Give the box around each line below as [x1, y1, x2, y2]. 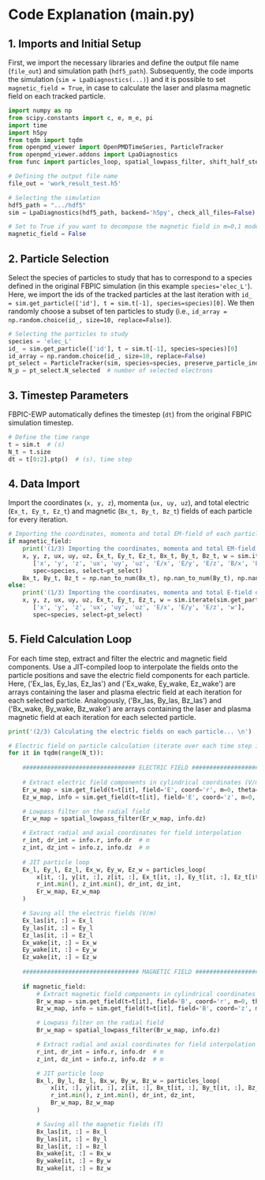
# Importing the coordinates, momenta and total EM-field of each [8, 530, 231, 538]
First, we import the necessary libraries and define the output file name [8, 58, 239, 67]
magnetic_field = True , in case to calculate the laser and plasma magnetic [8, 83, 251, 92]
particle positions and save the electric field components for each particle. [8, 670, 250, 680]
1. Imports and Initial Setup [8, 37, 142, 51]
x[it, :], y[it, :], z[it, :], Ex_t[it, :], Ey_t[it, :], [36, 873, 231, 881]
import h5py [8, 129, 47, 137]
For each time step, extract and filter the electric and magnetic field [8, 654, 227, 663]
